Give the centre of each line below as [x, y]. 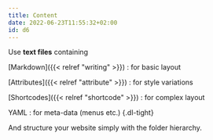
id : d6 [19, 30]
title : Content [33, 15]
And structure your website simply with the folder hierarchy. [105, 128]
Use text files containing [48, 52]
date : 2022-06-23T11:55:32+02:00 [63, 23]
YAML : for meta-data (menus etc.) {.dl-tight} [81, 113]
